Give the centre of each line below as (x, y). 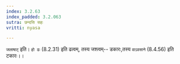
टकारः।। (15, 56)
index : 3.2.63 (23, 11)
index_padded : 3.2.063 (34, 17)
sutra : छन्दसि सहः (25, 22)
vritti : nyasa (23, 28)
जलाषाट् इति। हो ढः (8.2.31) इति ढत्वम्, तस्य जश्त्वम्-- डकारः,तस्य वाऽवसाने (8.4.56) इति (90, 49)
